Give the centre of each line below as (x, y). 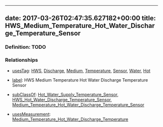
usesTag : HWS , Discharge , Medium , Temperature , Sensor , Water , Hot (81, 71)
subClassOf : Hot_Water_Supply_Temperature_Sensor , (65, 94)
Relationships (22, 60)
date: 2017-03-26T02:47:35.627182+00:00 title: (81, 18)
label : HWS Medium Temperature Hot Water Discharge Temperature (80, 80)
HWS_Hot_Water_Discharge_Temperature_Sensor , (62, 99)
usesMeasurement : (31, 114)
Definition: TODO (25, 47)
